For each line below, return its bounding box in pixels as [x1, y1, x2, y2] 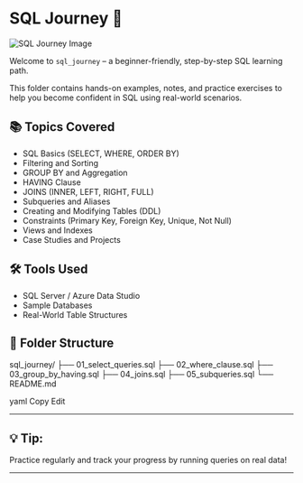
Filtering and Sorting [22, 157, 99, 168]
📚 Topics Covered [9, 119, 115, 135]
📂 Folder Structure [9, 335, 115, 350]
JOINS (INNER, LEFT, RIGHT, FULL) [22, 186, 154, 197]
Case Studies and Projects [22, 234, 122, 245]
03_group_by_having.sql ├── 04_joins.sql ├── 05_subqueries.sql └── [9, 369, 274, 380]
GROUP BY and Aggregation [22, 167, 128, 178]
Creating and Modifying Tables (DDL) [22, 205, 161, 216]
